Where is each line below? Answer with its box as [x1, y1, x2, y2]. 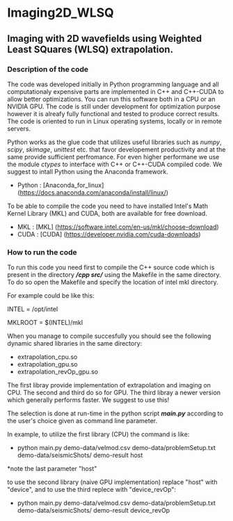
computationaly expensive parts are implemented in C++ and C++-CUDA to [7, 87, 224, 95]
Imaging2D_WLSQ [7, 5, 115, 21]
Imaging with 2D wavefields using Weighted [7, 33, 202, 45]
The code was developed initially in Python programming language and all [7, 80, 219, 88]
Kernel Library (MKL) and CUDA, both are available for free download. [7, 209, 207, 217]
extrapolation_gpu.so [17, 360, 78, 369]
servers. [7, 124, 31, 133]
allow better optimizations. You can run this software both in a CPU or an [7, 95, 216, 103]
